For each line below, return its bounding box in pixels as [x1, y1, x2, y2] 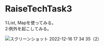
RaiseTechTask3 [5, 3, 72, 14]
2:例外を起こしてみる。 [5, 25, 52, 32]
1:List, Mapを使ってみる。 [5, 20, 56, 25]
